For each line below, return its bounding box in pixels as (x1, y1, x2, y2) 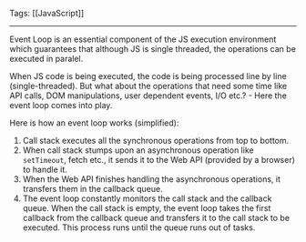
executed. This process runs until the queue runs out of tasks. (22, 222, 256, 233)
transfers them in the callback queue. (22, 184, 163, 194)
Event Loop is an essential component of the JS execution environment (9, 34, 277, 45)
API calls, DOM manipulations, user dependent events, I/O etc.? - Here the (9, 90, 287, 101)
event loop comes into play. (9, 100, 113, 110)
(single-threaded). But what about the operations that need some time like (9, 81, 288, 91)
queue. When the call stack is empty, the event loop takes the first (22, 203, 271, 213)
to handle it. (22, 164, 68, 175)
